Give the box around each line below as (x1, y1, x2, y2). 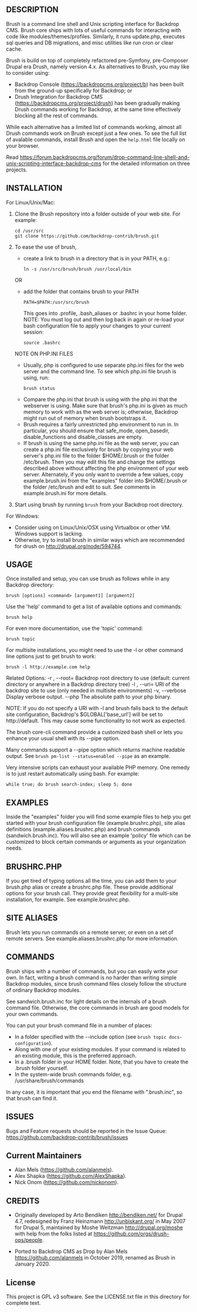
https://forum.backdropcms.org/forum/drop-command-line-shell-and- (19, 153, 190, 161)
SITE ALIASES (6, 913, 58, 923)
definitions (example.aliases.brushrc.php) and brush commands (6, 826, 160, 833)
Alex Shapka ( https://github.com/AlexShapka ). (14, 1172, 127, 1180)
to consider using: (6, 69, 50, 76)
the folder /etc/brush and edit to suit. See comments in (23, 483, 156, 491)
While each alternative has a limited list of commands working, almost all (6, 123, 182, 130)
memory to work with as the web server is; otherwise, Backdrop (23, 408, 178, 415)
